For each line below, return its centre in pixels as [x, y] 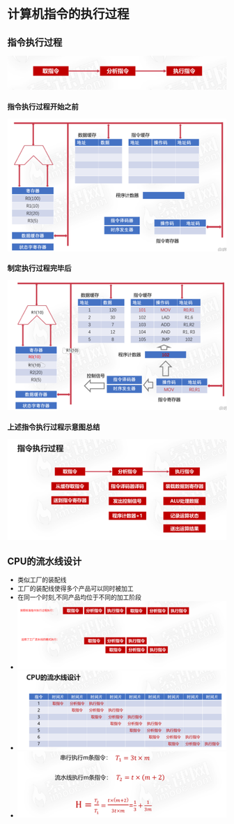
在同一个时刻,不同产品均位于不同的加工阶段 [79, 597]
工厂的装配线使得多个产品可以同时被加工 [75, 588]
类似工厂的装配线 [42, 580]
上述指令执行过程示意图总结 [54, 427]
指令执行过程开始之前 [43, 107]
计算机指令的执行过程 [69, 14]
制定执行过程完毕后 [39, 268]
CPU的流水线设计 [45, 562]
